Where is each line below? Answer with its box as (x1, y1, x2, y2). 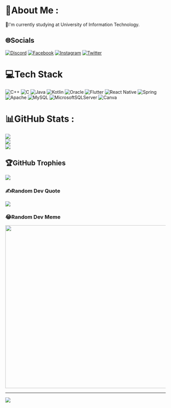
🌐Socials (5, 36, 35, 45)
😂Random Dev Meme (5, 213, 61, 221)
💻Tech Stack (5, 68, 63, 80)
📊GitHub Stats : (5, 113, 75, 124)
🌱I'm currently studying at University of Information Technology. (5, 21, 140, 28)
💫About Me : (5, 5, 59, 16)
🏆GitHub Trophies (5, 159, 66, 168)
